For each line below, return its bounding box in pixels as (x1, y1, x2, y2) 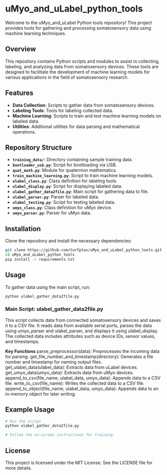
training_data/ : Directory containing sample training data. (12, 157, 133, 163)
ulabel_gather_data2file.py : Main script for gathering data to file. (12, 189, 149, 195)
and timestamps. (5, 338, 40, 344)
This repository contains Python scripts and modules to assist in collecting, (5, 58, 160, 64)
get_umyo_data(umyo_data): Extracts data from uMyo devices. (5, 370, 134, 376)
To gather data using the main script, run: (5, 284, 90, 290)
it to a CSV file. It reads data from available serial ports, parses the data (5, 322, 152, 328)
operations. (12, 129, 36, 135)
